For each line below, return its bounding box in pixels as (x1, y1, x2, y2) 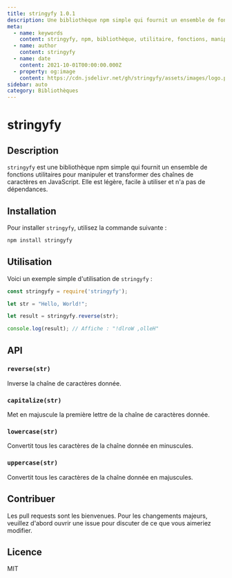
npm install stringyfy (7, 237, 72, 244)
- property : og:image (13, 68, 76, 75)
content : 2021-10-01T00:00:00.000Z (19, 62, 122, 69)
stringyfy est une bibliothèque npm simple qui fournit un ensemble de (7, 163, 208, 172)
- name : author (13, 42, 57, 49)
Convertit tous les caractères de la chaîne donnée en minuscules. (7, 442, 193, 450)
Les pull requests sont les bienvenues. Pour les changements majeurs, (7, 512, 208, 520)
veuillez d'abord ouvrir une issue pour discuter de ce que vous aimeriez (7, 518, 212, 527)
